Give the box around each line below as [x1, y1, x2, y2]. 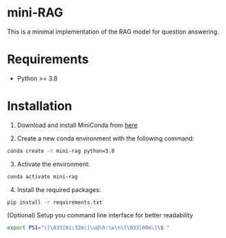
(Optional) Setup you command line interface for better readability [7, 211, 194, 219]
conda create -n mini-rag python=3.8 [7, 147, 115, 154]
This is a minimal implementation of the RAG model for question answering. [7, 27, 219, 36]
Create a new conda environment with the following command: [16, 134, 194, 142]
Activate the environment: [16, 160, 90, 168]
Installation [7, 98, 73, 114]
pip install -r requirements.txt [7, 199, 103, 206]
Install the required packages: [16, 185, 101, 193]
